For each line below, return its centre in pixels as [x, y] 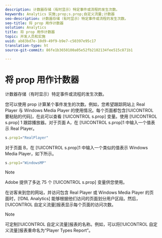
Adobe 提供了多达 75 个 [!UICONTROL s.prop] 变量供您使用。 [66, 182]
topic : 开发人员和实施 [25, 37]
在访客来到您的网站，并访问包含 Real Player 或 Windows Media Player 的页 [79, 192]
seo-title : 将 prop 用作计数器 [34, 23]
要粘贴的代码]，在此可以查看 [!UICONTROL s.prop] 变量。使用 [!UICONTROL [81, 116]
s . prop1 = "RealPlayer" [27, 138]
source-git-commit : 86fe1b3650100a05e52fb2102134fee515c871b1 [69, 50]
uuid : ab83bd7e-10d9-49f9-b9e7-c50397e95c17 [51, 41]
